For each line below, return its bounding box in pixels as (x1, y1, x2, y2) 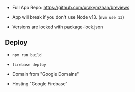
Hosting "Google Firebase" (12, 80, 68, 87)
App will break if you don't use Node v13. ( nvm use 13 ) (12, 14, 124, 20)
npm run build (12, 52, 42, 57)
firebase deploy (12, 62, 46, 67)
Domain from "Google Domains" (12, 71, 79, 77)
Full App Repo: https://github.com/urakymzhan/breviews (12, 5, 130, 10)
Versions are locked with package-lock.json (12, 24, 103, 30)
